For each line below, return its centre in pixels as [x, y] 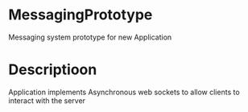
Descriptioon [53, 70]
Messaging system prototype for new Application [90, 37]
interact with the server [47, 100]
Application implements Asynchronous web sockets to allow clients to [124, 92]
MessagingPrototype [81, 15]
